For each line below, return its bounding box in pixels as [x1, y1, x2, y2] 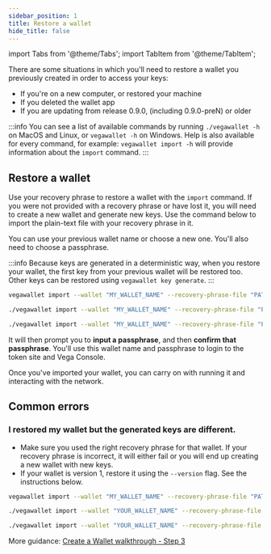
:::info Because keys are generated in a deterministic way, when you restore [8, 258, 261, 268]
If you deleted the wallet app [19, 98, 115, 108]
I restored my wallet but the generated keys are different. [8, 424, 236, 435]
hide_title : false [8, 27, 70, 35]
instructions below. [19, 476, 83, 486]
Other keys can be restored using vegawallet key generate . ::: [8, 276, 215, 285]
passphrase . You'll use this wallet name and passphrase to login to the [8, 343, 244, 353]
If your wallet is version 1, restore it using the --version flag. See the [19, 468, 248, 478]
